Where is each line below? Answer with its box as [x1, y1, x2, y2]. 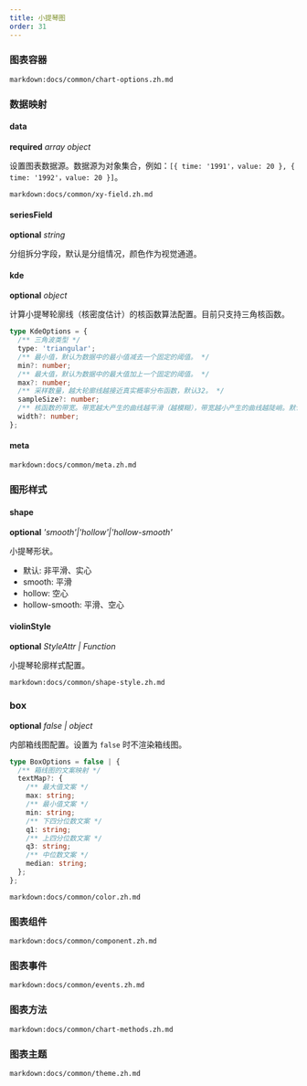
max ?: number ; [17, 378, 71, 387]
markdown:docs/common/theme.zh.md [9, 1069, 142, 1078]
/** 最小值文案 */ [26, 800, 90, 809]
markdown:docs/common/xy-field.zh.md [9, 189, 153, 199]
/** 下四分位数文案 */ [26, 817, 102, 826]
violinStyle [9, 620, 52, 631]
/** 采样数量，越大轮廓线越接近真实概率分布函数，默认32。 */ [17, 386, 226, 395]
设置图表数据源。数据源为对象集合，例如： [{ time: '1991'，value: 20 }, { [9, 160, 295, 171]
